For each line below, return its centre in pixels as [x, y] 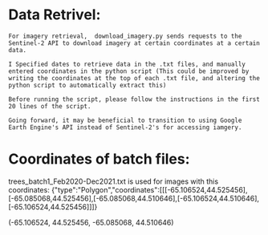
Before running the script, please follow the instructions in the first [134, 99]
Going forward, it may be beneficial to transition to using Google [125, 120]
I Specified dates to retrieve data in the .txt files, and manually [127, 64]
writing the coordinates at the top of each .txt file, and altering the [134, 78]
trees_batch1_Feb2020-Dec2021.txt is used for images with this [114, 181]
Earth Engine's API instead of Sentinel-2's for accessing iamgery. [125, 127]
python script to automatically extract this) [87, 85]
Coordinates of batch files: [99, 159]
